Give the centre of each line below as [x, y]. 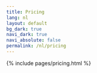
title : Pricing [25, 12]
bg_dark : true [24, 29]
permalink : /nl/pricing [36, 46]
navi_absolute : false [34, 40]
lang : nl [17, 18]
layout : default [27, 23]
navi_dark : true [27, 35]
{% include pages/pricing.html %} [49, 63]
